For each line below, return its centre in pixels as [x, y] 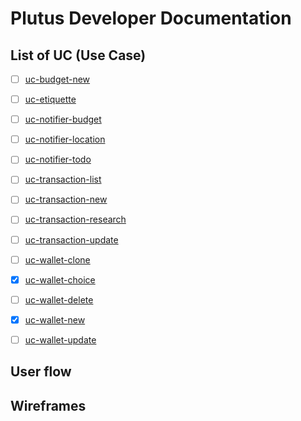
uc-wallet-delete [59, 299]
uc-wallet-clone [57, 259]
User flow [41, 372]
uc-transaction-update [71, 239]
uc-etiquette [50, 99]
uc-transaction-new [66, 199]
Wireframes [48, 405]
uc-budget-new [57, 79]
